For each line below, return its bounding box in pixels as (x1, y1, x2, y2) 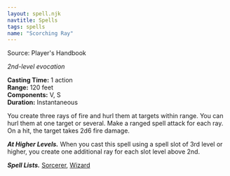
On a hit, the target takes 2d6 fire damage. (7, 126, 130, 135)
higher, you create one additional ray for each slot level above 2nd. (7, 147, 201, 156)
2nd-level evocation (7, 62, 65, 71)
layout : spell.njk (7, 10, 61, 17)
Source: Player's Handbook (7, 49, 86, 57)
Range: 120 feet (7, 83, 54, 91)
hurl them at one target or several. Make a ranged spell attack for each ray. (7, 119, 224, 128)
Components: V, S (7, 91, 61, 99)
